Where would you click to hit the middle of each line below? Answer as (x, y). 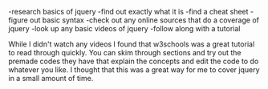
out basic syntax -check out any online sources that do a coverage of (144, 20)
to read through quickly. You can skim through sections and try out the (125, 53)
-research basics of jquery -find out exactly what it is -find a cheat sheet (128, 12)
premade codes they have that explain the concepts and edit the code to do (134, 61)
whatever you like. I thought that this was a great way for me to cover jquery (134, 70)
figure (18, 20)
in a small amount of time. (51, 78)
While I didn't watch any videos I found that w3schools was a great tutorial (132, 44)
